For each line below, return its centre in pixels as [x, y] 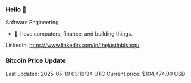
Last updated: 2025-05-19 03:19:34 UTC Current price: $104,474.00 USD [95, 74]
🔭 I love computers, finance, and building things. [73, 34]
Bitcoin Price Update [36, 60]
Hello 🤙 [16, 9]
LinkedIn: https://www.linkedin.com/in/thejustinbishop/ [73, 45]
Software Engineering [32, 23]
